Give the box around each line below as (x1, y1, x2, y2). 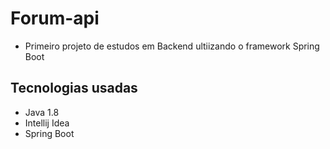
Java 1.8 (24, 106, 60, 118)
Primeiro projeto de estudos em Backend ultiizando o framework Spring (24, 40, 320, 52)
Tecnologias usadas (10, 80, 138, 97)
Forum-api (10, 7, 100, 30)
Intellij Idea (24, 117, 70, 129)
